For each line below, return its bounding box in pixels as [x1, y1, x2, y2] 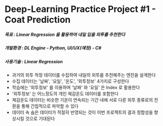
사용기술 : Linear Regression [4, 58, 63, 64]
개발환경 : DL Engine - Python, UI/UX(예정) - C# [4, 45, 102, 51]
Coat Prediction [4, 14, 71, 25]
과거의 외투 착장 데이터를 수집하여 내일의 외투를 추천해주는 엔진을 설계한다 [11, 72, 156, 78]
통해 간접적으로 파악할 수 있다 [21, 103, 79, 109]
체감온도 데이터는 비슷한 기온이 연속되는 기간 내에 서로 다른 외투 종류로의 [11, 97, 153, 103]
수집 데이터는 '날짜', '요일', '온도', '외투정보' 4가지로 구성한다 [11, 78, 129, 84]
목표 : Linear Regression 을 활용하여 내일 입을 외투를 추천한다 [4, 31, 126, 37]
